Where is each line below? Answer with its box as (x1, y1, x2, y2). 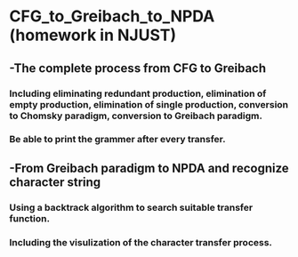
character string (9, 174, 101, 189)
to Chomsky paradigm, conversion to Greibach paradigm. (9, 109, 262, 122)
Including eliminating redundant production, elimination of (9, 87, 267, 100)
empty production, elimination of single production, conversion (9, 98, 289, 110)
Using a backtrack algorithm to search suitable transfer (9, 201, 254, 213)
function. (9, 212, 51, 224)
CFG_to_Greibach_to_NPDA (9, 6, 215, 27)
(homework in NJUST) (9, 25, 177, 45)
